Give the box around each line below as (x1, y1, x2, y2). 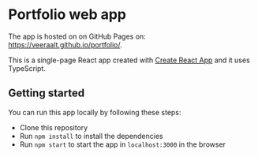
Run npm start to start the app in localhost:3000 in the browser (19, 140, 226, 149)
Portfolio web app (8, 6, 127, 24)
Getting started (8, 87, 85, 100)
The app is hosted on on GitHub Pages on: (8, 32, 146, 41)
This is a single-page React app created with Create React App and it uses (8, 55, 250, 65)
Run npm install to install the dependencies (19, 131, 163, 140)
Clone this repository (19, 122, 88, 132)
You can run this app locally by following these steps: (8, 107, 181, 117)
